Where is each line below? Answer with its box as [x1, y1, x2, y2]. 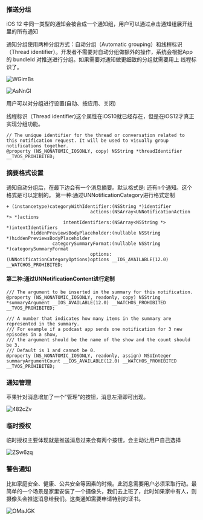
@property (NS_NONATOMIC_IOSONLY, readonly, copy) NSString [6, 294, 161, 301]
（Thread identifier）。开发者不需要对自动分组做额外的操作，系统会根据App [6, 48, 193, 56]
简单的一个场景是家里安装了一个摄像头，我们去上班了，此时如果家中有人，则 [6, 487, 197, 495]
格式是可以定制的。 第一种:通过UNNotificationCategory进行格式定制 [6, 191, 175, 198]
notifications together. [6, 143, 69, 149]
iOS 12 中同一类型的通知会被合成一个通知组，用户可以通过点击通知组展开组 [6, 20, 193, 28]
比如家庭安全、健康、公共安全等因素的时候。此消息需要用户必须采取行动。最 [6, 480, 197, 487]
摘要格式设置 [6, 168, 44, 177]
